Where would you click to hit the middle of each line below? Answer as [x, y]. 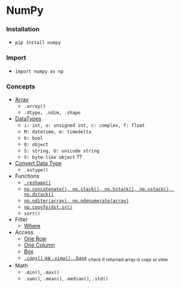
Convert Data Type [38, 163]
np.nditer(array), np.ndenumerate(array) [76, 201]
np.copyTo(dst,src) [48, 208]
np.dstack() [39, 195]
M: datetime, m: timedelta [58, 132]
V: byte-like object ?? [53, 157]
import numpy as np [39, 71]
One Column [39, 245]
